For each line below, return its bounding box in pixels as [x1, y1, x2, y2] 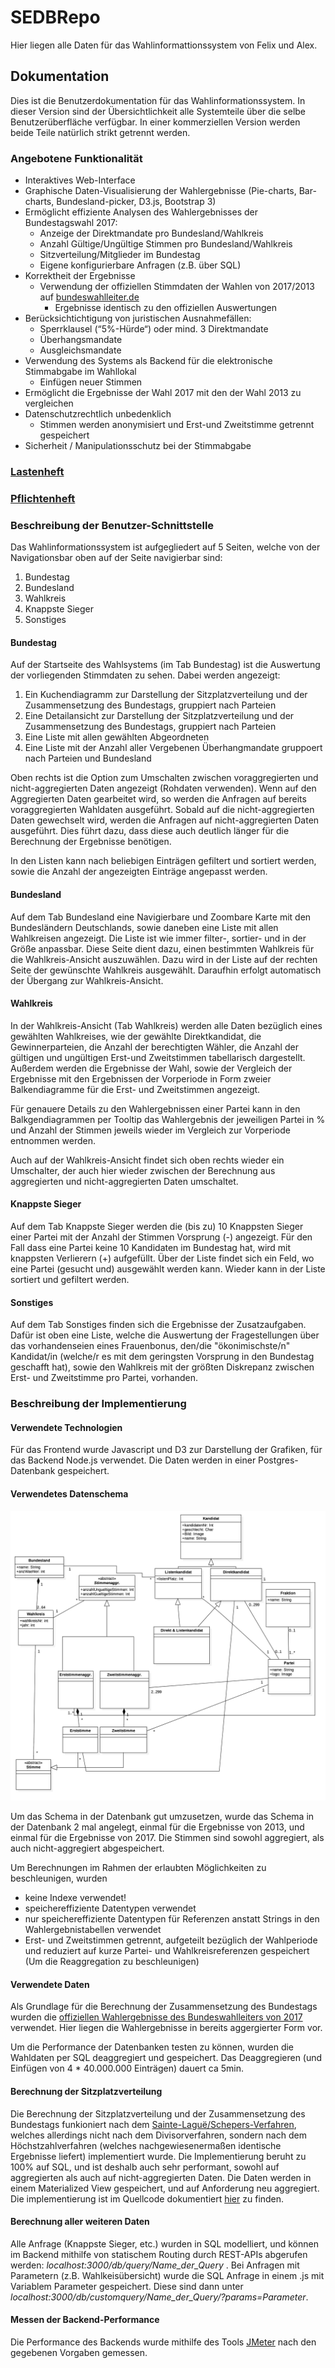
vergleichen [24, 397, 74, 410]
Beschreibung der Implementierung [10, 1397, 187, 1411]
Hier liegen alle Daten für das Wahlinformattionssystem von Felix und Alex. [10, 39, 318, 51]
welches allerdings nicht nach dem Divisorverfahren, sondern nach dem [10, 2129, 307, 2141]
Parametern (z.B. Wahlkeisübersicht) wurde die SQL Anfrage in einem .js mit [10, 2269, 325, 2281]
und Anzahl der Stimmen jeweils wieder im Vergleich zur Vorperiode [10, 1124, 291, 1136]
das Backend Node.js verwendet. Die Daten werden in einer [10, 1454, 257, 1466]
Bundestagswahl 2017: [24, 217, 118, 229]
